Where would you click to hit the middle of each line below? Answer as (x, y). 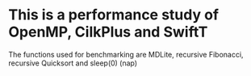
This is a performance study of (114, 15)
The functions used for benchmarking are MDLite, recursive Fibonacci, (126, 54)
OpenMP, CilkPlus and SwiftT (108, 32)
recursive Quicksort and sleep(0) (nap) (73, 63)
